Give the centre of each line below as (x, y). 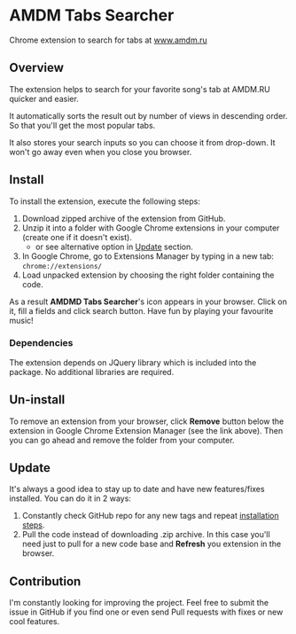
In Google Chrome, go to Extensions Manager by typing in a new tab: (148, 256)
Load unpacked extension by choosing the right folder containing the (148, 275)
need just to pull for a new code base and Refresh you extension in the (152, 544)
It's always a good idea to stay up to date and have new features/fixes (137, 489)
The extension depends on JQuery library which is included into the (133, 362)
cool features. (35, 622)
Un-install (37, 400)
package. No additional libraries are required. (92, 372)
